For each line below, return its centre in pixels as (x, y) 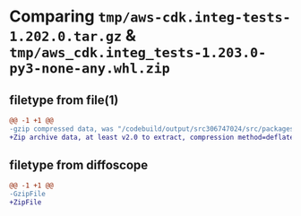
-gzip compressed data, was (62, 129)
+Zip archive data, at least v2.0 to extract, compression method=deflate (152, 137)
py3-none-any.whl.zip (90, 69)
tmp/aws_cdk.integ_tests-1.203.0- (138, 53)
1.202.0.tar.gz (66, 37)
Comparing (52, 17)
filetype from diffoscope (79, 165)
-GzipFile (28, 194)
